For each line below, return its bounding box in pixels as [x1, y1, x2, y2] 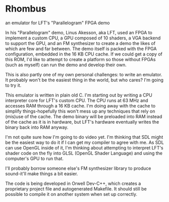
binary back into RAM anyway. [5, 124, 69, 130]
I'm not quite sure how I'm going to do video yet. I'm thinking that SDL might [5, 134, 163, 140]
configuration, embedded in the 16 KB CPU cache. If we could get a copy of [5, 51, 163, 57]
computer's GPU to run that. [5, 155, 64, 162]
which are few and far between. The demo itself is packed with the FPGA [5, 45, 157, 52]
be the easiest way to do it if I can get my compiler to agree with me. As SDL [5, 139, 164, 145]
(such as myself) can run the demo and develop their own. [5, 62, 127, 68]
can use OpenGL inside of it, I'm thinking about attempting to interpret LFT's [5, 144, 163, 150]
